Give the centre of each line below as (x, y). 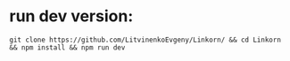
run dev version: (71, 16)
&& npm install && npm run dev (67, 47)
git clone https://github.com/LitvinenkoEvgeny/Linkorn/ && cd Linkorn (145, 40)
